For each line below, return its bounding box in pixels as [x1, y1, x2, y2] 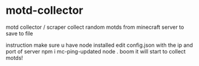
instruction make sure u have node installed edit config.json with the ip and [5, 41, 194, 49]
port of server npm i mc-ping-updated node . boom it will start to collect [5, 47, 186, 55]
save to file [5, 29, 33, 37]
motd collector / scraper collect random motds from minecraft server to [5, 23, 184, 31]
